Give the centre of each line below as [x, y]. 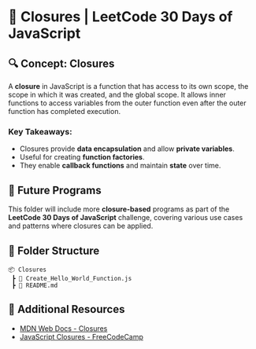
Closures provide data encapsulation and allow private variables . [127, 149]
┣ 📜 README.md [35, 285]
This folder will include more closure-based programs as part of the [119, 209]
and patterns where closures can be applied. [81, 226]
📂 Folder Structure [54, 250]
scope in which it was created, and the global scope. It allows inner [117, 95]
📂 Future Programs [55, 190]
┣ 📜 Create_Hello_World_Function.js [72, 278]
